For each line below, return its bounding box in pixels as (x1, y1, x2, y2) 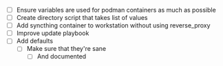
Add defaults (16, 37, 53, 45)
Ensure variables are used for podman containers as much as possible (16, 6, 216, 14)
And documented (36, 52, 87, 60)
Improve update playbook (16, 29, 89, 37)
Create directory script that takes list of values (16, 14, 149, 22)
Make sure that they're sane (26, 45, 107, 53)
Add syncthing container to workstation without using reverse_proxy (16, 21, 211, 30)
